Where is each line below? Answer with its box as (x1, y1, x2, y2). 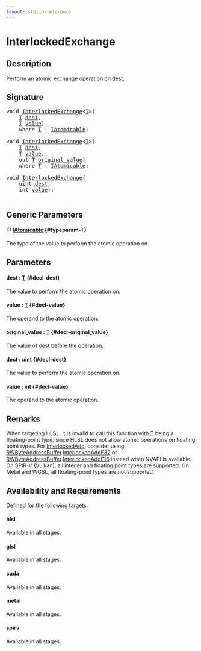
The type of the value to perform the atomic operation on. (6, 240, 149, 247)
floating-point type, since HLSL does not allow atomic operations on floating (6, 436, 196, 444)
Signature (6, 92, 44, 102)
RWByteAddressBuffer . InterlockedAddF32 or (6, 449, 117, 456)
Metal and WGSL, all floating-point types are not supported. (6, 468, 155, 476)
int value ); (19, 186, 54, 193)
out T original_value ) (19, 156, 86, 163)
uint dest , (19, 180, 51, 187)
